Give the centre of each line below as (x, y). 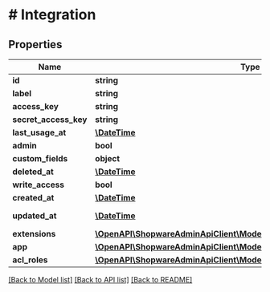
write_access (38, 185)
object (108, 158)
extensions (34, 234)
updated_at (35, 216)
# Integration (52, 15)
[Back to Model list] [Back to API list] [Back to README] (100, 280)
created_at (33, 198)
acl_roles (30, 260)
